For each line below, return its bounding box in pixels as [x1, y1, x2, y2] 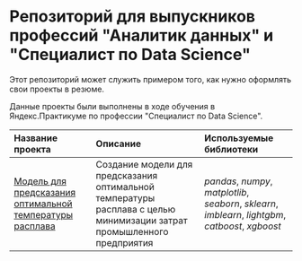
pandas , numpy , [204, 175, 273, 187]
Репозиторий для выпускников [9, 6, 256, 27]
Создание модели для [95, 158, 193, 170]
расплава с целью [95, 203, 176, 215]
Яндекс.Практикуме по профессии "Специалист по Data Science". [9, 110, 263, 121]
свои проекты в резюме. [9, 83, 105, 94]
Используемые [204, 132, 274, 144]
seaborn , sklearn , [204, 197, 279, 210]
